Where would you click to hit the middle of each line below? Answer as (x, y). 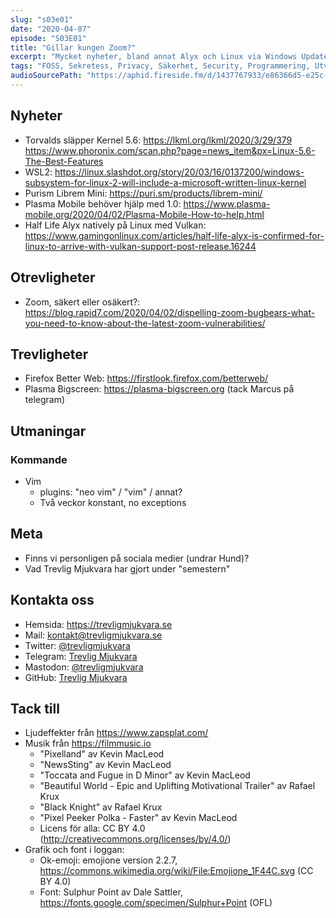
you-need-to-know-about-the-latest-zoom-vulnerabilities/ (145, 323)
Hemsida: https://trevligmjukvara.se (98, 624)
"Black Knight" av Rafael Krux (101, 807)
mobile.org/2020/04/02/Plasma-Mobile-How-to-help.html (144, 214)
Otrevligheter (53, 277)
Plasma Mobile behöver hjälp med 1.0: (103, 203)
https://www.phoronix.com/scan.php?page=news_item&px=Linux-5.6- (170, 150)
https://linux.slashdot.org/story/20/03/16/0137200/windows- (179, 172)
